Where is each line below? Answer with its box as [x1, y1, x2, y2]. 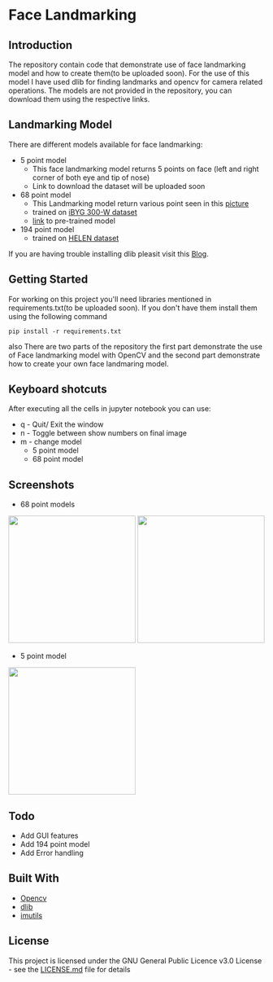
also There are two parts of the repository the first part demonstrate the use [8, 341, 262, 351]
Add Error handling [19, 848, 84, 858]
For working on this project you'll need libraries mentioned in [8, 294, 212, 304]
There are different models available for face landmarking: [8, 139, 203, 149]
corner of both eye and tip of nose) [32, 173, 150, 182]
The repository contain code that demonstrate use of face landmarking [8, 59, 246, 69]
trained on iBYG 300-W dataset [32, 207, 138, 217]
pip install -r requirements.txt [8, 327, 122, 335]
